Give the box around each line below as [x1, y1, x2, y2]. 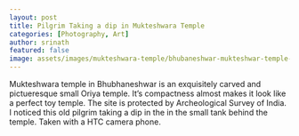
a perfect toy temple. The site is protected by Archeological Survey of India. [9, 98, 287, 108]
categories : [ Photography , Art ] [9, 29, 129, 38]
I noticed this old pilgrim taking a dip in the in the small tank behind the [9, 108, 269, 117]
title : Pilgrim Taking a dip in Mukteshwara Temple [9, 21, 205, 30]
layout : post [9, 12, 58, 22]
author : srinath [9, 37, 69, 47]
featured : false [9, 46, 69, 55]
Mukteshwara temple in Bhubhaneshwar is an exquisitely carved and [9, 79, 262, 89]
